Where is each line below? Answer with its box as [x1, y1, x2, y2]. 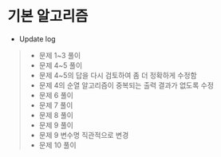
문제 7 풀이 [38, 100, 73, 110]
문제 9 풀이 [38, 120, 73, 130]
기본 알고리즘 [7, 7, 89, 26]
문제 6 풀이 [38, 90, 73, 100]
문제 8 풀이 [38, 110, 73, 120]
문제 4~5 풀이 [38, 61, 83, 70]
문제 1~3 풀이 [38, 50, 81, 60]
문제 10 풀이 [38, 140, 77, 150]
